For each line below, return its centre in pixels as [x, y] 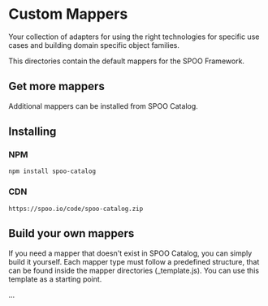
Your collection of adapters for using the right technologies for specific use [134, 37]
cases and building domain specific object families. [94, 45]
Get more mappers [57, 86]
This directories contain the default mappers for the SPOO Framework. [127, 61]
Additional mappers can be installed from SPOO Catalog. [104, 106]
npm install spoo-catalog [52, 171]
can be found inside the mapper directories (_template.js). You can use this [134, 270]
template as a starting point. [55, 279]
